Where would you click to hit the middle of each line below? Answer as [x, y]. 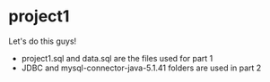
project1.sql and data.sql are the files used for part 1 [117, 58]
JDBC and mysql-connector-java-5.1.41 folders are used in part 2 [141, 68]
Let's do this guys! [43, 41]
